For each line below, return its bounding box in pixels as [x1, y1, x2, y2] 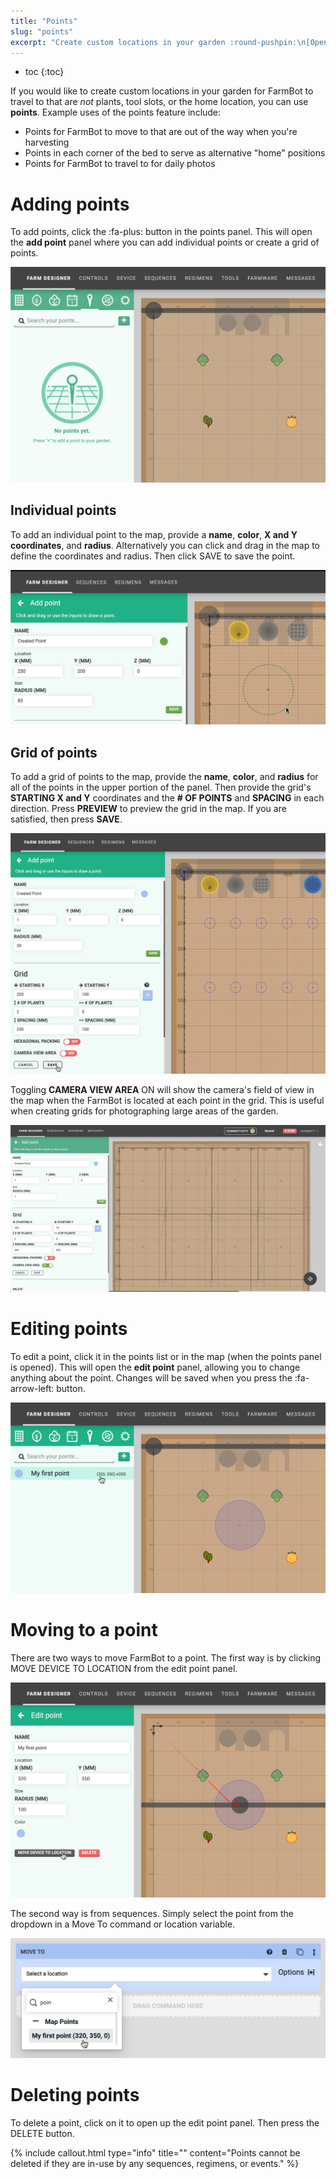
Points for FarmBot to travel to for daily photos [24, 158, 216, 170]
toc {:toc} [24, 66, 65, 78]
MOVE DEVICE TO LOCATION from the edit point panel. [10, 1662, 238, 1674]
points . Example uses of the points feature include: [10, 106, 222, 119]
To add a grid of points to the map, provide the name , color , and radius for [10, 771, 319, 783]
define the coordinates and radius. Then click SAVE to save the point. [10, 550, 296, 562]
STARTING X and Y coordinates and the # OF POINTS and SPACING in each [10, 792, 325, 804]
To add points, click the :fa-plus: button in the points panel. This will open [10, 226, 313, 238]
